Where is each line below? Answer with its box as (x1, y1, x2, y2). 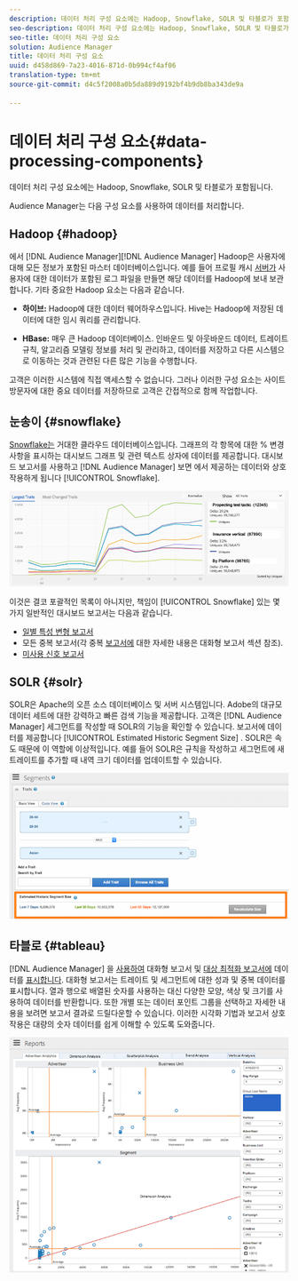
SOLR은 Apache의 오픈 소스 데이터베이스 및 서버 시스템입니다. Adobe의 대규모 (9, 699, 283, 710)
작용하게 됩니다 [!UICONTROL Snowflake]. (9, 473, 161, 483)
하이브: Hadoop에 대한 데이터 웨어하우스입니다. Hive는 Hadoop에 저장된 (21, 303, 275, 314)
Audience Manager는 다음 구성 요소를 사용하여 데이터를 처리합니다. (9, 200, 245, 211)
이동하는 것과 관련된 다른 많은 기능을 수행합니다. (31, 355, 198, 366)
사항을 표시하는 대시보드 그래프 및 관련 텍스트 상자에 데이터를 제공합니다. (9, 450, 260, 461)
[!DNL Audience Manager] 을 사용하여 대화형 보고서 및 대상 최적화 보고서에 (9, 964, 272, 975)
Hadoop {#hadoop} (9, 227, 118, 242)
